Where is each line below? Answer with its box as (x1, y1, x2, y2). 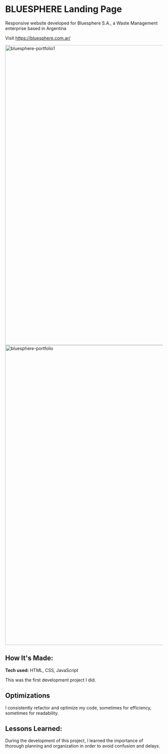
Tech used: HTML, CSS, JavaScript (5, 667, 78, 673)
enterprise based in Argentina (5, 25, 66, 31)
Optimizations (5, 691, 50, 700)
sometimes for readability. (5, 710, 59, 716)
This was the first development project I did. (5, 676, 96, 683)
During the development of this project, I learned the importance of (5, 737, 143, 743)
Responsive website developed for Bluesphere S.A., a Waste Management (5, 20, 158, 26)
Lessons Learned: (5, 724, 62, 733)
